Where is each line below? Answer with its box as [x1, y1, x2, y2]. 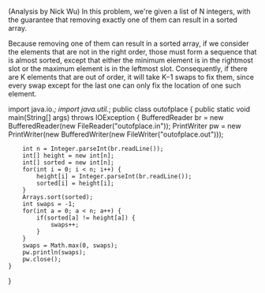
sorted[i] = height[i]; [36, 179, 114, 187]
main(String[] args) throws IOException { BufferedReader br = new [8, 113, 224, 122]
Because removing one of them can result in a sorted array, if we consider [8, 39, 249, 48]
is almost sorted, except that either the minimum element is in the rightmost [8, 55, 254, 65]
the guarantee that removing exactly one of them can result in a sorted [8, 15, 238, 24]
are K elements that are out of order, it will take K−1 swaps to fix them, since [8, 73, 255, 81]
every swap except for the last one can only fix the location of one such [8, 81, 241, 90]
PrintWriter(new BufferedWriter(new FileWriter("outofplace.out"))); [8, 130, 224, 139]
